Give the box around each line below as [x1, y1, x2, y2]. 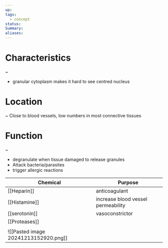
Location [5, 96, 42, 108]
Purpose [117, 179, 138, 186]
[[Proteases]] [7, 218, 39, 225]
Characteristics [5, 52, 71, 64]
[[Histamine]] [7, 198, 39, 205]
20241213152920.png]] [7, 234, 68, 241]
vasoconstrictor [95, 210, 133, 217]
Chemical [37, 179, 61, 186]
